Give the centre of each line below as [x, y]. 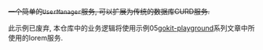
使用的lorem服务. [36, 38]
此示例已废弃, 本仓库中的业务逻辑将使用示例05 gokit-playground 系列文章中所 [131, 28]
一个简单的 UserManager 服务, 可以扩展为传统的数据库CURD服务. [109, 11]
